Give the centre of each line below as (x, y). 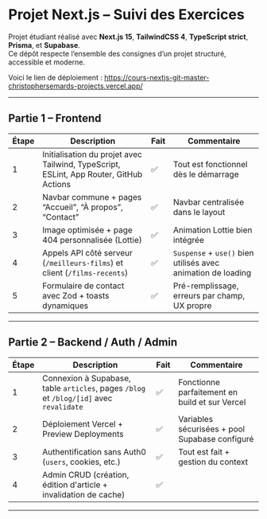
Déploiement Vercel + (83, 423)
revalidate (63, 407)
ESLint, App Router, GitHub (93, 174)
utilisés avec (197, 263)
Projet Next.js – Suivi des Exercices (126, 15)
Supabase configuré (216, 439)
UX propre (193, 306)
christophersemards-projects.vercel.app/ (75, 86)
